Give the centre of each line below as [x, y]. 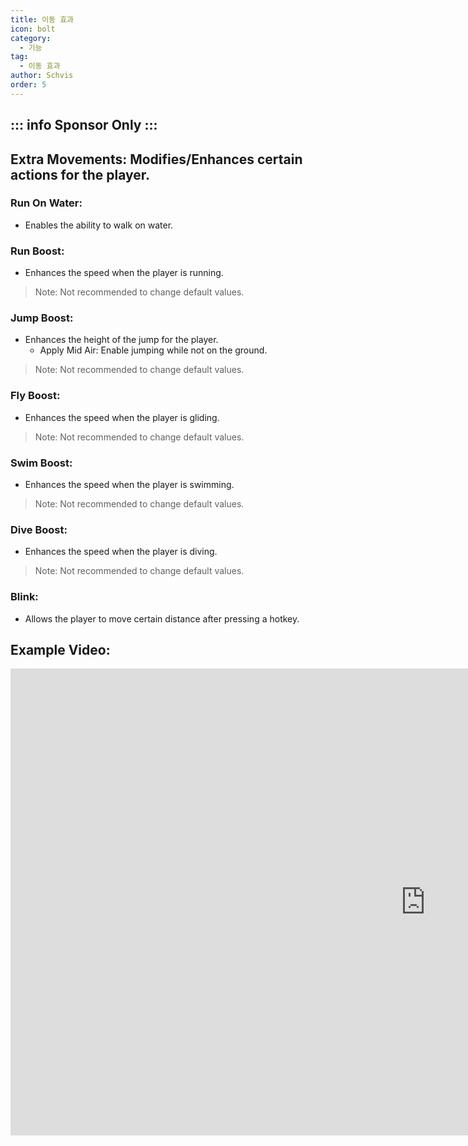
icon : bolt [33, 29]
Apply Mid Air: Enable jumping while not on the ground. [153, 350]
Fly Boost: [35, 396]
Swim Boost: [41, 463]
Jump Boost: [42, 318]
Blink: [24, 597]
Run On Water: [46, 203]
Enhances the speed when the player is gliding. [122, 417]
